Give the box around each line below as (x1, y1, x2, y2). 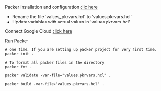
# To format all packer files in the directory (5, 60, 105, 65)
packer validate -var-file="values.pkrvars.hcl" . (5, 73, 111, 78)
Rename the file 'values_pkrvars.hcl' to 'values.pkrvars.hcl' (12, 14, 132, 19)
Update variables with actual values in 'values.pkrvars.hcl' (12, 19, 130, 24)
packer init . (5, 51, 34, 56)
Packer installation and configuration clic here (5, 4, 98, 10)
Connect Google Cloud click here (5, 28, 72, 34)
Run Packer (5, 38, 28, 44)
